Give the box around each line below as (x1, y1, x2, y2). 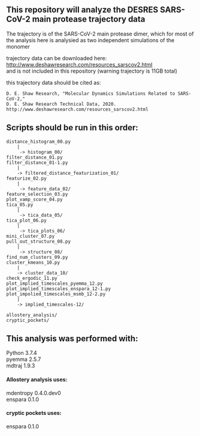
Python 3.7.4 (6, 350, 37, 357)
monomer (6, 43, 31, 50)
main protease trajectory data (32, 14, 146, 25)
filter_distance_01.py (6, 154, 63, 160)
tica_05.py (6, 201, 34, 208)
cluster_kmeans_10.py (6, 259, 60, 265)
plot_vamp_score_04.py (6, 196, 63, 202)
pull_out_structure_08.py (6, 238, 71, 244)
